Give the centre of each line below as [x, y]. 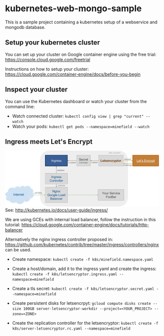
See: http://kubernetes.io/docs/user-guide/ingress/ [57, 210]
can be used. [18, 250]
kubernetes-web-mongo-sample [73, 9]
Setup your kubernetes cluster [52, 43]
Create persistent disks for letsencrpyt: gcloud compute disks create [82, 303]
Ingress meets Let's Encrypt [49, 141]
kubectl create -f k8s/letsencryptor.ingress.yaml [65, 274]
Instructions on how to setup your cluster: [47, 69]
